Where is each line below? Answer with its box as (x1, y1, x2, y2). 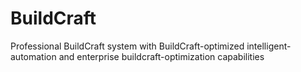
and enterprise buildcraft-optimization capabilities (58, 50, 265, 62)
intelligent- (246, 40, 292, 52)
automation (10, 50, 57, 62)
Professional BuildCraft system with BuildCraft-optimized (10, 40, 245, 52)
